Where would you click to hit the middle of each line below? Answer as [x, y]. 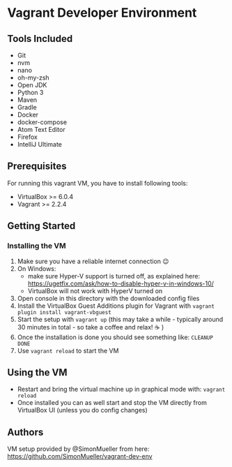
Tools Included [40, 39]
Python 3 [30, 92]
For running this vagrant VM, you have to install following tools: [98, 183]
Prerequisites [37, 166]
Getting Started [41, 226]
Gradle [27, 107]
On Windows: [37, 268]
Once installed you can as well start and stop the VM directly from [112, 403]
